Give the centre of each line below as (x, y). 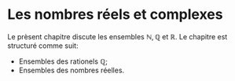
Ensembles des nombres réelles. (72, 70)
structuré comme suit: (43, 46)
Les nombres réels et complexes (115, 15)
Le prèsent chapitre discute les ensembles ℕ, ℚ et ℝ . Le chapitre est (117, 36)
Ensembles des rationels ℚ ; (63, 61)
